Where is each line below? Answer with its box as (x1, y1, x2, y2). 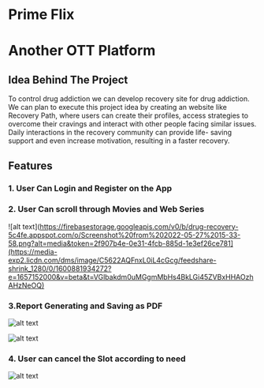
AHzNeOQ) (8, 281, 45, 290)
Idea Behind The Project (8, 73, 128, 86)
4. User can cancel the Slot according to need (8, 353, 187, 364)
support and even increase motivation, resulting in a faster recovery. (8, 136, 230, 145)
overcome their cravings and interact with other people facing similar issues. (8, 119, 257, 129)
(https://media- (8, 247, 58, 256)
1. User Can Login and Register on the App (8, 183, 173, 194)
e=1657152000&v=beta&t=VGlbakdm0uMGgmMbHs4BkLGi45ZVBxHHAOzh (8, 272, 254, 281)
